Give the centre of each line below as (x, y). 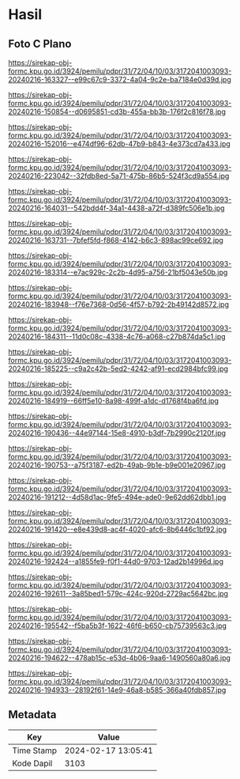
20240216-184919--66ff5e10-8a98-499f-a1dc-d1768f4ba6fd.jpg (114, 401)
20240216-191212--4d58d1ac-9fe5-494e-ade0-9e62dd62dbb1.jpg (117, 497)
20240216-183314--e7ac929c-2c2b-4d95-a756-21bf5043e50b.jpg (118, 272)
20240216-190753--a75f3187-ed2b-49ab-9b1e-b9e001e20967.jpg (117, 465)
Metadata (32, 715)
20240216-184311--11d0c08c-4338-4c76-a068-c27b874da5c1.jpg (117, 337)
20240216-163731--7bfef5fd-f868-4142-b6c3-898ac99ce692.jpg (116, 240)
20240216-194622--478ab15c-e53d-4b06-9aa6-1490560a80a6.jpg (120, 658)
